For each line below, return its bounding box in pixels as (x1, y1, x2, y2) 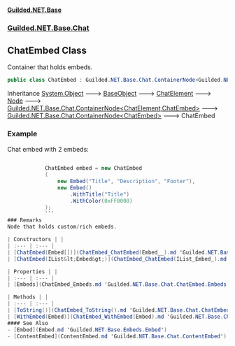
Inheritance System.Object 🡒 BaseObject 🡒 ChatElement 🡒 (7, 89, 212, 98)
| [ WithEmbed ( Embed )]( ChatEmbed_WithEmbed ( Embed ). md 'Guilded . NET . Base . (7, 313, 224, 320)
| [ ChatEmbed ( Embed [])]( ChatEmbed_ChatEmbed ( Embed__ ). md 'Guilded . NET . (7, 249, 220, 256)
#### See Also (7, 319, 49, 326)
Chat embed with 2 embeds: (7, 145, 89, 153)
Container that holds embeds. (7, 63, 93, 71)
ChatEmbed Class (7, 44, 87, 56)
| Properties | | (7, 268, 58, 275)
